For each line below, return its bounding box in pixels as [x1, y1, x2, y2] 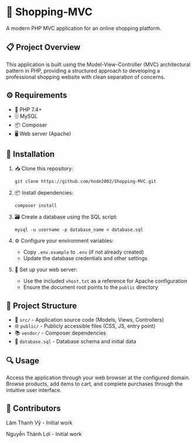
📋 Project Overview [6, 42, 81, 52]
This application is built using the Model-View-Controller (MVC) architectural [6, 61, 191, 68]
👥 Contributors [6, 404, 61, 414]
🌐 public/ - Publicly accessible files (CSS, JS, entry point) [14, 322, 156, 330]
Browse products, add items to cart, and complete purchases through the [6, 380, 183, 387]
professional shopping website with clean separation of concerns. [6, 73, 166, 80]
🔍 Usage [6, 356, 40, 366]
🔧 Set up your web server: [14, 266, 78, 273]
